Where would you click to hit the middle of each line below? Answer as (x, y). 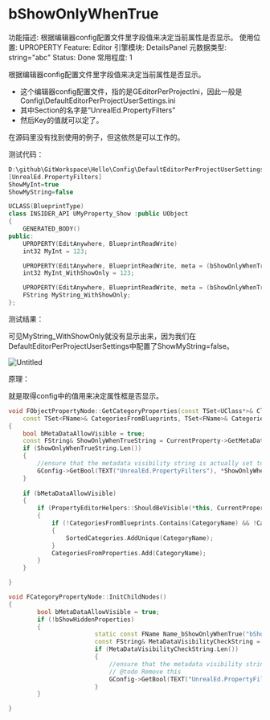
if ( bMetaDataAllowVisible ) (70, 493)
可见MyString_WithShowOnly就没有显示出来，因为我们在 (102, 336)
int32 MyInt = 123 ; (55, 251)
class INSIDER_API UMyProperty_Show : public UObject (98, 214)
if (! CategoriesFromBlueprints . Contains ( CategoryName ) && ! (154, 523)
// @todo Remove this (145, 672)
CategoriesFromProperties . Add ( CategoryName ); (129, 553)
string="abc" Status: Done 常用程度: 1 (70, 57)
